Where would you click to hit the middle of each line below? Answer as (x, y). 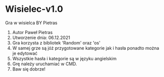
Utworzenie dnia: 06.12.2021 (41, 38)
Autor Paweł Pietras (32, 32)
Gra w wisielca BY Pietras (31, 23)
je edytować (25, 53)
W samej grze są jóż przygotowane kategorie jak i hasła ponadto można (86, 48)
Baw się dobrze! (29, 69)
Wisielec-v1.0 (34, 9)
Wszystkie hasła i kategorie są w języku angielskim (64, 58)
